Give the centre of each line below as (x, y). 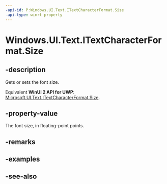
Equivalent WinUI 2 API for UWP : (40, 92)
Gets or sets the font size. (32, 82)
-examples (23, 159)
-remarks (20, 142)
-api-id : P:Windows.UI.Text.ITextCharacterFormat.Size (65, 10)
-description (25, 70)
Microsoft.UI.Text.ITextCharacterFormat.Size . (53, 97)
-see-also (21, 177)
